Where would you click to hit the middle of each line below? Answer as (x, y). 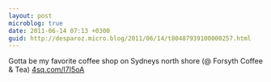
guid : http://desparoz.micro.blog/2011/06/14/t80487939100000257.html (130, 38)
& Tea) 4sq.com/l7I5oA (47, 70)
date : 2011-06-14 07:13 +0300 (59, 31)
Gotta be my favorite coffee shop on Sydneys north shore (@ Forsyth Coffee (135, 61)
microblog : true (36, 23)
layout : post (30, 16)
